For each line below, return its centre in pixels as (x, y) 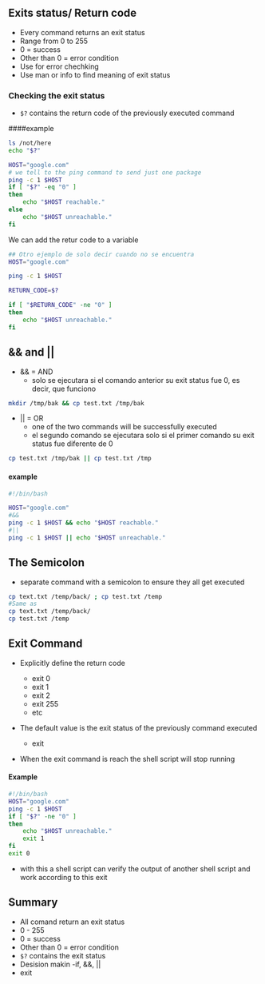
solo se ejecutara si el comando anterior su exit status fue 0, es (136, 380)
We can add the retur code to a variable (73, 240)
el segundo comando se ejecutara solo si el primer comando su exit (143, 436)
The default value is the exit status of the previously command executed (138, 727)
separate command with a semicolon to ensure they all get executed (132, 582)
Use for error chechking (59, 66)
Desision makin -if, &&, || (60, 964)
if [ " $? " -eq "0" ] (43, 187)
